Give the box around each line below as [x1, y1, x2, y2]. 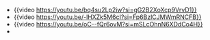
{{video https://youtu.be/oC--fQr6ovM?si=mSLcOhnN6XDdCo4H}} [13, 20, 203, 28]
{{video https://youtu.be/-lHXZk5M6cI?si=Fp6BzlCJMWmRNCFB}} [13, 13, 202, 21]
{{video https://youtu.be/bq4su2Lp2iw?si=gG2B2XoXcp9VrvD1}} [13, 6, 197, 14]
